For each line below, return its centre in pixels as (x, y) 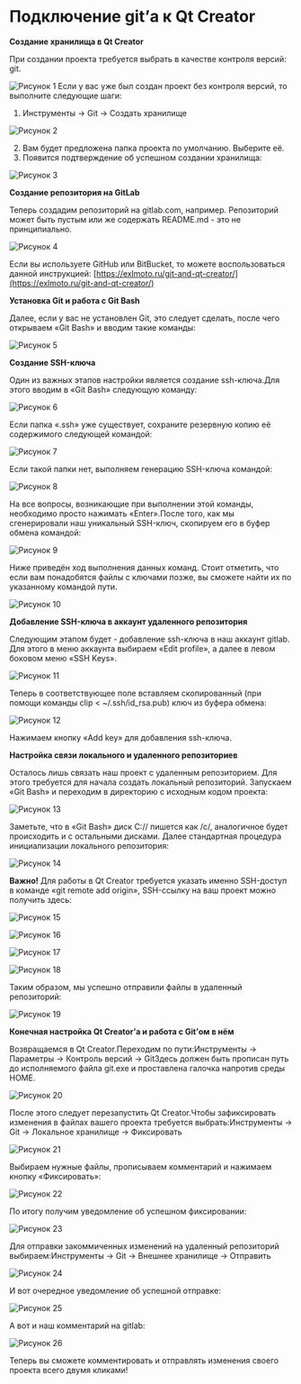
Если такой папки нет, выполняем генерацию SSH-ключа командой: (141, 469)
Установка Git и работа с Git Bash (75, 300)
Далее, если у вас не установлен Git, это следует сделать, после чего (145, 318)
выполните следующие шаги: (66, 96)
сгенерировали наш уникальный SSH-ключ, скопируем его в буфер (140, 523)
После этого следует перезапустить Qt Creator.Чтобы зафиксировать (143, 1112)
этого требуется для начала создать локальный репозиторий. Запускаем (150, 782)
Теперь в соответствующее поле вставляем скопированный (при (136, 693)
